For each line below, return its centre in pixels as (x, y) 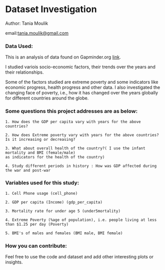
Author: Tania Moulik (27, 23)
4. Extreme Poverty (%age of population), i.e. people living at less (81, 220)
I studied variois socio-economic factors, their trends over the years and (80, 67)
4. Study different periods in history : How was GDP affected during (81, 166)
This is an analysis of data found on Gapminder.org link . (63, 57)
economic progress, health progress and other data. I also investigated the (83, 87)
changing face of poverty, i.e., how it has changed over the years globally (82, 93)
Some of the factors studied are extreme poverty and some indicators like (82, 82)
